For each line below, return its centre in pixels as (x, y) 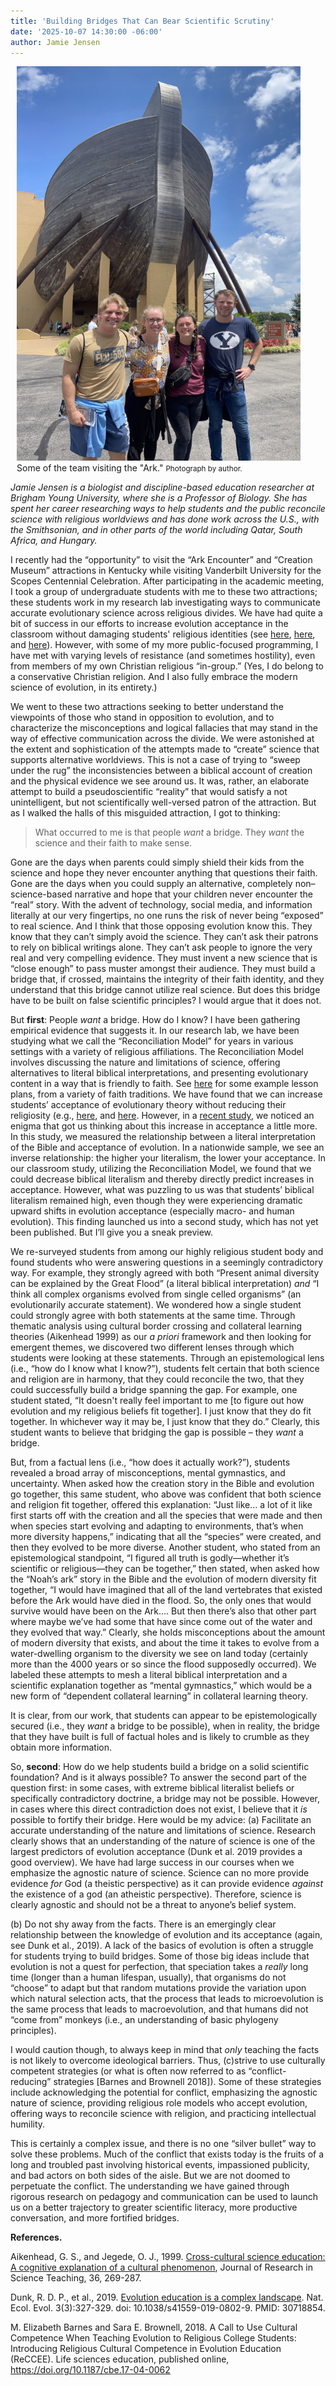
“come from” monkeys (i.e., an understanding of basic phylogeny (144, 2020)
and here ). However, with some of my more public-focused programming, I (164, 645)
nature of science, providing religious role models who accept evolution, (159, 2103)
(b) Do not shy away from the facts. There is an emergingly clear (143, 1924)
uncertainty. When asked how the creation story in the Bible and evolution (162, 1484)
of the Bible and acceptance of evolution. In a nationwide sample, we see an (167, 1147)
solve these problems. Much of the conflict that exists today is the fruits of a (167, 2154)
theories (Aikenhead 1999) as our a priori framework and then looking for (161, 1337)
